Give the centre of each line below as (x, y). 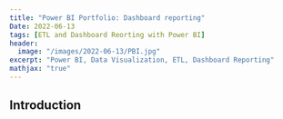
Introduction (45, 105)
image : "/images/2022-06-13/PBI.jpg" (89, 52)
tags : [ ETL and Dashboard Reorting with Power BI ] (107, 35)
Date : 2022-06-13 (42, 26)
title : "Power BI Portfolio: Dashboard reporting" (107, 18)
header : (24, 43)
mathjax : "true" (40, 69)
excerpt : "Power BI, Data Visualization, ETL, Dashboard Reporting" (142, 60)
